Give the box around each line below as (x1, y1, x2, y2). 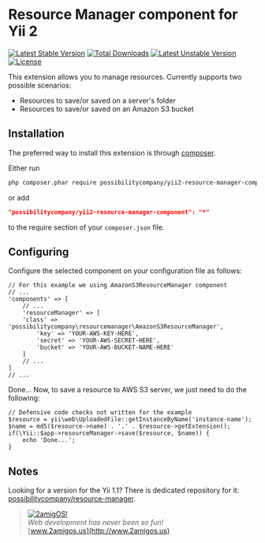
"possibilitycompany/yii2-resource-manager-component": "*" (8, 208, 211, 216)
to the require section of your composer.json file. (8, 223, 165, 232)
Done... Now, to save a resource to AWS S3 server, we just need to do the (8, 385, 247, 395)
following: (8, 393, 40, 403)
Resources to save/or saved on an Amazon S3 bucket (19, 104, 195, 114)
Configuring (8, 245, 69, 258)
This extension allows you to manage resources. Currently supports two (8, 72, 242, 81)
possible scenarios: (8, 81, 72, 90)
